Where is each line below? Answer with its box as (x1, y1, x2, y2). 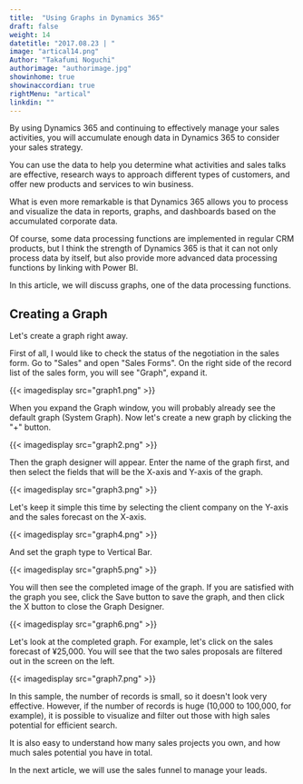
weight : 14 (9, 30, 51, 39)
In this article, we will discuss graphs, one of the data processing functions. (9, 280, 292, 291)
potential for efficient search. (9, 719, 118, 731)
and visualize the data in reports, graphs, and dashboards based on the (9, 206, 277, 217)
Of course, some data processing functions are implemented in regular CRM (9, 233, 295, 244)
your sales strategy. (9, 142, 83, 153)
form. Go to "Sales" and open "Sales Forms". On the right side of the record (9, 358, 292, 369)
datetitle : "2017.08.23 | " (9, 38, 116, 48)
